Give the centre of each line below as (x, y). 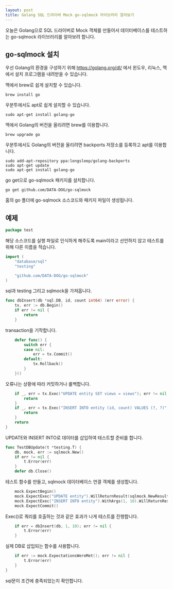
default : (33, 359)
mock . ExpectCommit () (37, 506)
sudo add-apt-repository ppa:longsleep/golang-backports (68, 161)
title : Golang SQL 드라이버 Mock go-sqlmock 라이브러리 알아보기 (70, 15)
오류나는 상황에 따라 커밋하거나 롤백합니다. (48, 384)
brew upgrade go (23, 135)
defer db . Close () (33, 471)
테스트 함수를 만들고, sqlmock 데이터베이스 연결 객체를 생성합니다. (72, 482)
